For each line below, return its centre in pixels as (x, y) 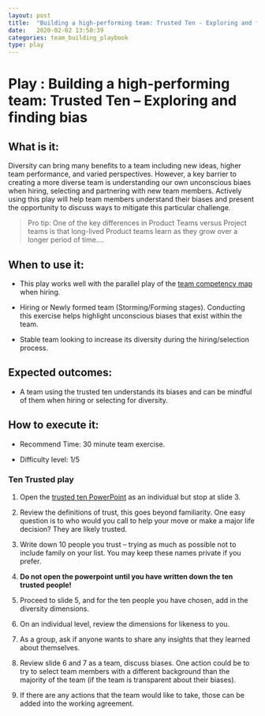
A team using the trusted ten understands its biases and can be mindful (136, 391)
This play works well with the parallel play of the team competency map (136, 283)
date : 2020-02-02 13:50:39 (56, 30)
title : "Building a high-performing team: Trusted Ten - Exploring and (130, 23)
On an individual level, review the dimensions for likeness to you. (125, 624)
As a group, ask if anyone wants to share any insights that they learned (135, 639)
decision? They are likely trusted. (73, 529)
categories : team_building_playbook (68, 38)
